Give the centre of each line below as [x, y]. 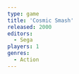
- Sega [23, 40]
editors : [20, 33]
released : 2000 [30, 27]
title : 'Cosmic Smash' [41, 20]
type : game [23, 14]
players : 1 [23, 47]
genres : [19, 54]
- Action [26, 60]
